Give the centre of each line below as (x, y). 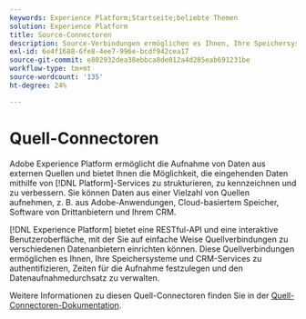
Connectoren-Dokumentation (65, 304)
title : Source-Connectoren (61, 35)
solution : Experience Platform (69, 26)
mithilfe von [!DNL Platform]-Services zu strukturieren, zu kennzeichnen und (153, 183)
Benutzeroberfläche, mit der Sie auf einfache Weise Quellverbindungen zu (149, 239)
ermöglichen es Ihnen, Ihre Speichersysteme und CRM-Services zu (136, 258)
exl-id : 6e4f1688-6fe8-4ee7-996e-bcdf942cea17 (99, 52)
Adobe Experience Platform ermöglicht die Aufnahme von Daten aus (138, 164)
